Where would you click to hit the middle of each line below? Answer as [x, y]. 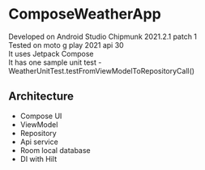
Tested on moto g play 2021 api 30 [66, 45]
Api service [39, 142]
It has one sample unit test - [55, 62]
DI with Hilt [38, 159]
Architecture [41, 97]
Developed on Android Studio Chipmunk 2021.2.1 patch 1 [102, 36]
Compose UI [41, 116]
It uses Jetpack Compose [51, 53]
